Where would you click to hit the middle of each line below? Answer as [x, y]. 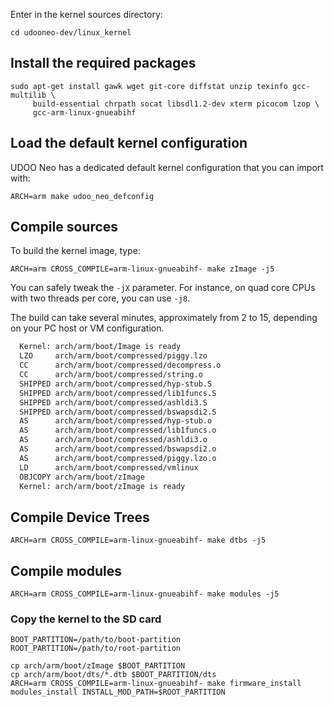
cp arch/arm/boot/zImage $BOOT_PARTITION [98, 666]
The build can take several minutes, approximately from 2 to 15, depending [164, 318]
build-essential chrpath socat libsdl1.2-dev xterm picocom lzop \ [176, 104]
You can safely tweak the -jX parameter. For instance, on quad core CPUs [163, 288]
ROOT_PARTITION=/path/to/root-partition [96, 649]
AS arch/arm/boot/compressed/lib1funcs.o [118, 430]
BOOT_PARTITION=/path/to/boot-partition [96, 640]
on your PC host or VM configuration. [87, 328]
